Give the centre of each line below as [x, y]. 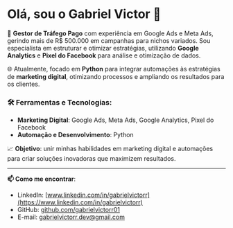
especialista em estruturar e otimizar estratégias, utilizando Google [103, 48]
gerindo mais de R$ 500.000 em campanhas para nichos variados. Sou [109, 40]
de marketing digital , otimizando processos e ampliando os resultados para [116, 76]
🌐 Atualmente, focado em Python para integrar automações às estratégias [114, 69]
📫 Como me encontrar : [42, 179]
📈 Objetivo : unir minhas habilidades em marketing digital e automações [110, 149]
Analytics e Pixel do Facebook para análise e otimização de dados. [104, 55]
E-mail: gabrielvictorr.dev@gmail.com [71, 217]
